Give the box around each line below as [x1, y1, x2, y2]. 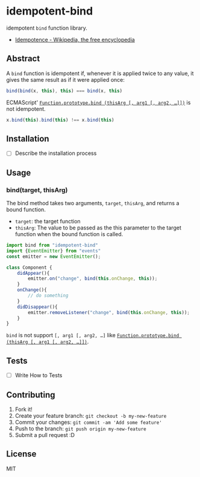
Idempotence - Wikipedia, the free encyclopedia [14, 36, 136, 43]
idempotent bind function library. [6, 24, 87, 31]
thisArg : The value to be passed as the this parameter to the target [14, 224, 182, 231]
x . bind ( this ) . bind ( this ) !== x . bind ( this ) [6, 117, 114, 123]
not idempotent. [6, 105, 46, 113]
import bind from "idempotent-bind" [6, 242, 98, 249]
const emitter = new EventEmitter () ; [6, 253, 101, 260]
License [6, 449, 37, 459]
